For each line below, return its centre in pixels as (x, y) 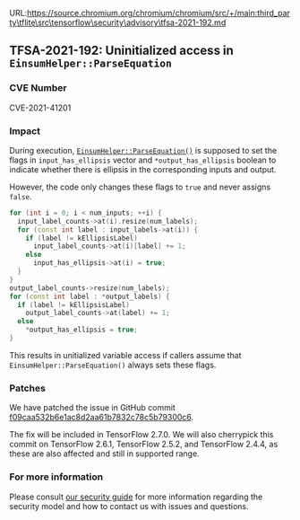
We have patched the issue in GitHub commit (93, 408)
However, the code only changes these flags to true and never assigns (140, 187)
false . (21, 196)
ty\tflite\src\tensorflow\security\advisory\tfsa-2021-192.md (118, 22)
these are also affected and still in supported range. (104, 454)
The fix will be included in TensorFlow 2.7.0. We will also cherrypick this (141, 435)
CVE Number (38, 88)
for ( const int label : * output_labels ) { (90, 296)
